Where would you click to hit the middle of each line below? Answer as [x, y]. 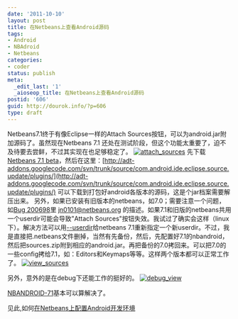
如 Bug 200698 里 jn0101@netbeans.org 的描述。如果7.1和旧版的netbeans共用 [119, 209]
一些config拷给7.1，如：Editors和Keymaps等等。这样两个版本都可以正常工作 [118, 254]
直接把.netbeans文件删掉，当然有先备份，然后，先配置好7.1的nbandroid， [121, 236]
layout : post [27, 21]
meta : [15, 80]
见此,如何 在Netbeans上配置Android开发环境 [71, 308]
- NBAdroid [23, 47]
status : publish [31, 73]
